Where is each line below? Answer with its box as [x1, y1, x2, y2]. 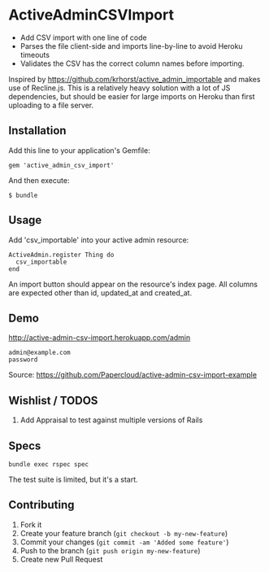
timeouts [20, 50, 50, 59]
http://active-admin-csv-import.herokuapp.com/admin [8, 333, 191, 343]
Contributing [8, 498, 75, 512]
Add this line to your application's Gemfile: [8, 145, 150, 155]
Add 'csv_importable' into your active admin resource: [8, 234, 189, 245]
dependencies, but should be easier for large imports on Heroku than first [8, 91, 255, 101]
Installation [8, 124, 67, 138]
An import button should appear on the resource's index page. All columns [8, 279, 258, 289]
